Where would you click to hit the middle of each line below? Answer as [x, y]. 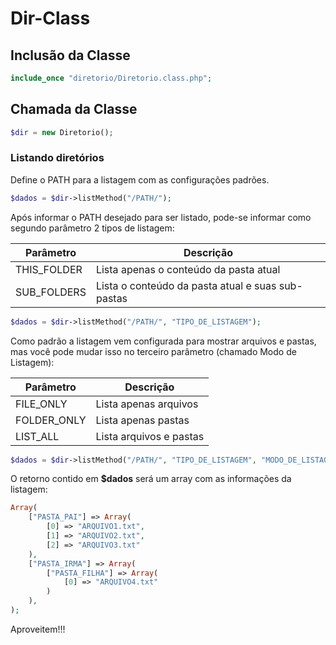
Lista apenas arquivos [147, 404]
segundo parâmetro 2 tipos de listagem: [92, 228]
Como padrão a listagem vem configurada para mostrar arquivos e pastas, [163, 341]
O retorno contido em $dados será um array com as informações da [151, 479]
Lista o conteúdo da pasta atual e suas [186, 285]
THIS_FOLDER [49, 269]
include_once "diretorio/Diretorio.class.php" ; [111, 78]
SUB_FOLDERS [51, 292]
